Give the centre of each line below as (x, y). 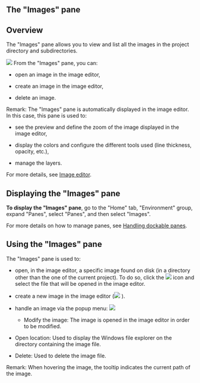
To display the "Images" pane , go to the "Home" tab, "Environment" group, (99, 208)
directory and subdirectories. (42, 51)
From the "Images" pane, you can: (56, 63)
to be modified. (42, 326)
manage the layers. (39, 163)
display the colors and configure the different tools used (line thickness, (103, 145)
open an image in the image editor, (57, 75)
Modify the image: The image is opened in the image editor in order (107, 320)
